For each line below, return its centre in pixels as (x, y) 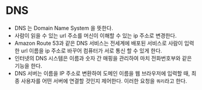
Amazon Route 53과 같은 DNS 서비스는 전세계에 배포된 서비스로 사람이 (99, 43)
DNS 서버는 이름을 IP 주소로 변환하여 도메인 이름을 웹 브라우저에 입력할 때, (102, 73)
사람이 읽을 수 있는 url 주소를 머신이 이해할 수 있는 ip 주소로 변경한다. (95, 35)
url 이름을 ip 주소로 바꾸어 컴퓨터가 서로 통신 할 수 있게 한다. (92, 50)
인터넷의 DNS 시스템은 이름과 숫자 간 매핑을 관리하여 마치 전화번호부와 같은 (103, 58)
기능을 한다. (28, 66)
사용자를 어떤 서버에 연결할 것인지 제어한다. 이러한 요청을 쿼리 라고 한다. (104, 81)
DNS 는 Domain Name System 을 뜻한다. (64, 28)
